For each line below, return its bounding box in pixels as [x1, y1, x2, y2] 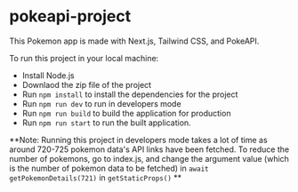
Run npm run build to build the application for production [21, 108, 231, 118]
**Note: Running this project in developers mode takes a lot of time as [9, 134, 269, 145]
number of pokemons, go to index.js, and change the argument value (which [9, 153, 289, 164]
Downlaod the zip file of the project [21, 79, 152, 90]
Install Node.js [21, 69, 75, 81]
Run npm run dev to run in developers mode [21, 98, 181, 108]
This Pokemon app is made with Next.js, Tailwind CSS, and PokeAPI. [9, 36, 260, 46]
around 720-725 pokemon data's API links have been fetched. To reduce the [9, 144, 290, 155]
